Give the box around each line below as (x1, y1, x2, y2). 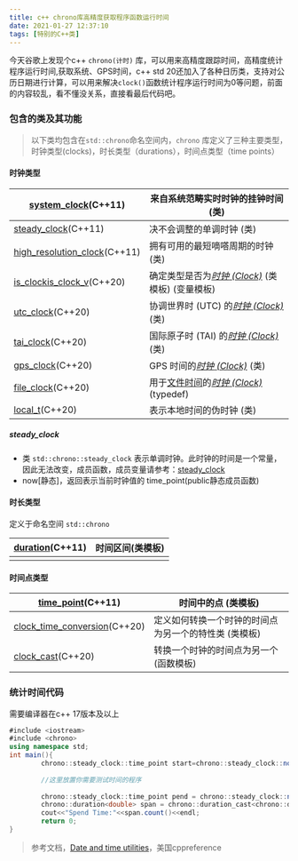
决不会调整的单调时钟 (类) (149, 223, 257, 235)
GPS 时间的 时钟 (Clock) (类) (149, 359, 266, 371)
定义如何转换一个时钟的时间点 (153, 614, 278, 626)
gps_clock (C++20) (13, 359, 93, 371)
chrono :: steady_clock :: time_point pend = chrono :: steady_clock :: (41, 792, 288, 801)
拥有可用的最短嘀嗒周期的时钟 (149, 239, 274, 251)
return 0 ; (41, 817, 77, 826)
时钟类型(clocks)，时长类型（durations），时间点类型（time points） (30, 146, 279, 156)
